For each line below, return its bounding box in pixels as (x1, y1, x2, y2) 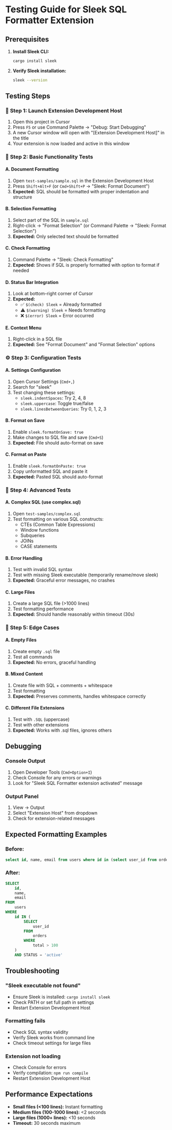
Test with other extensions (12, 721, 69, 728)
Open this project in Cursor (12, 119, 70, 125)
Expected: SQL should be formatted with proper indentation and (12, 188, 149, 194)
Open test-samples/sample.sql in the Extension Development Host (12, 177, 154, 184)
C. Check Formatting (5, 245, 50, 251)
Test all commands (12, 654, 53, 660)
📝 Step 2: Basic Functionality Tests (5, 153, 93, 160)
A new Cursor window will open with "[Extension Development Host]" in (12, 130, 165, 136)
